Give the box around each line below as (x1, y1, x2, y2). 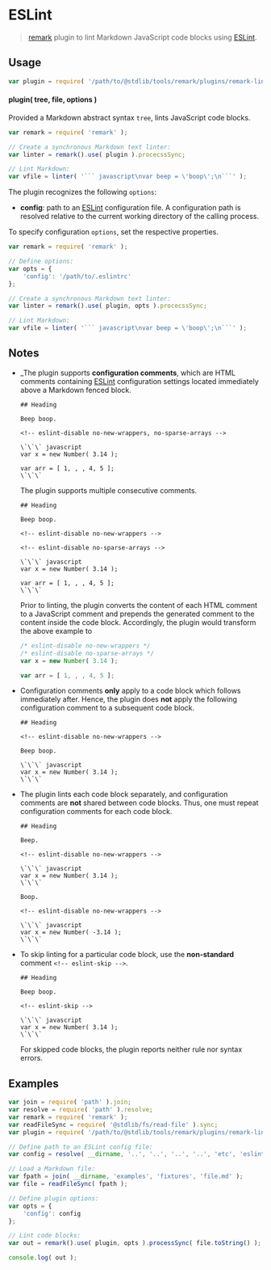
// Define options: (8, 257, 74, 266)
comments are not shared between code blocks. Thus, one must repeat (19, 798, 259, 808)
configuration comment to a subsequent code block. (19, 703, 195, 713)
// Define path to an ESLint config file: (8, 1142, 153, 1151)
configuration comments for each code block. (19, 807, 173, 816)
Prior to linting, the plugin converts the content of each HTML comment (19, 600, 258, 610)
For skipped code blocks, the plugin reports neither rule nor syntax (19, 1044, 243, 1054)
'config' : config (23, 1209, 81, 1217)
